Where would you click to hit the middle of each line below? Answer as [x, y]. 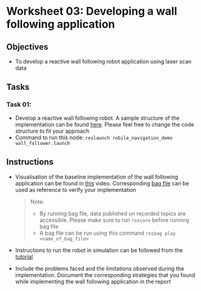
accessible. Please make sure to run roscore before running [115, 220]
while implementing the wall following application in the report [93, 281]
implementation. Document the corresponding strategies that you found [105, 275]
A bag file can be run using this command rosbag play [108, 233]
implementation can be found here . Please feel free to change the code [104, 124]
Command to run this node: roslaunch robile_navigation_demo [94, 137]
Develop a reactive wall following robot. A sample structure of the [97, 118]
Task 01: [19, 105]
